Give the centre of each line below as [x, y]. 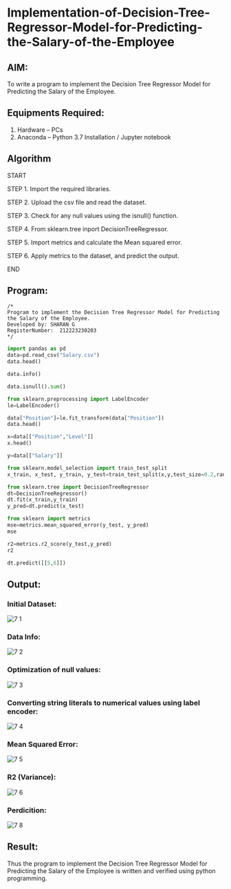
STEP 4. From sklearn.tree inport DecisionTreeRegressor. [88, 228]
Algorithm [29, 159]
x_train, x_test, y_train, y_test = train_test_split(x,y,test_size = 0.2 [110, 474]
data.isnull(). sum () [37, 387]
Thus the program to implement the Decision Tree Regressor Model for [107, 863]
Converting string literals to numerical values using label [104, 703]
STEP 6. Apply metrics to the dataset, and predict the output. [93, 255]
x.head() [20, 443]
